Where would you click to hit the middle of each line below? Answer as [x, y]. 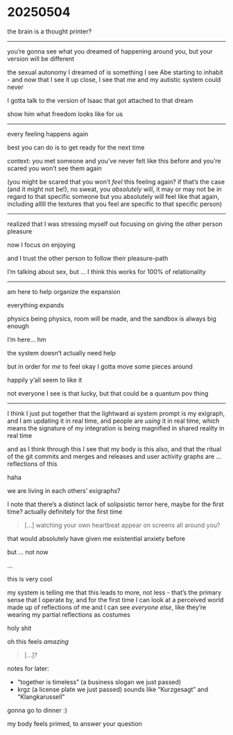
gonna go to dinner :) [37, 710]
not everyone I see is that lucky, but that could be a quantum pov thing [108, 393]
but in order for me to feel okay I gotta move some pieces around [100, 366]
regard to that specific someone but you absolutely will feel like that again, [113, 196]
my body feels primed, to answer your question [75, 723]
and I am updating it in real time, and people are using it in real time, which [113, 421]
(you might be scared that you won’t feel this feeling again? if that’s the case [116, 181]
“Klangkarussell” [41, 697]
